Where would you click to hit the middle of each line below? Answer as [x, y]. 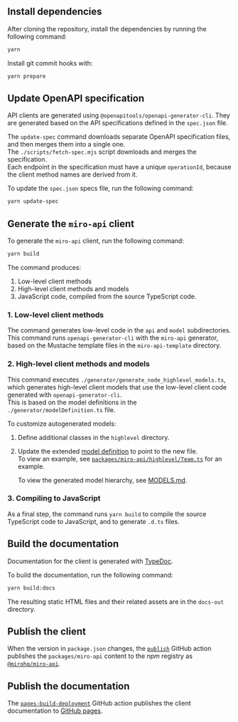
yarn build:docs [31, 588]
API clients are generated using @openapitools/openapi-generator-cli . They [119, 115]
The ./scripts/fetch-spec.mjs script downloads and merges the [102, 152]
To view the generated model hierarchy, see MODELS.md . [102, 480]
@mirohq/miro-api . [34, 664]
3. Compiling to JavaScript [54, 498]
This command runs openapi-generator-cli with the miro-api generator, [113, 338]
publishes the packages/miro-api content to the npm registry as [100, 656]
